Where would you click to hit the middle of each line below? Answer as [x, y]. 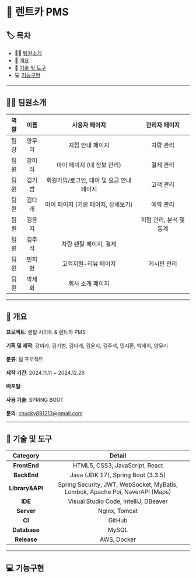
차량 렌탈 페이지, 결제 [89, 244]
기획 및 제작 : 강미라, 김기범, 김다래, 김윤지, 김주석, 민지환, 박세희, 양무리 [87, 346]
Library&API [26, 488]
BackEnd [26, 475]
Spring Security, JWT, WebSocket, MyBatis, [118, 485]
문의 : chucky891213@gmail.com [44, 413]
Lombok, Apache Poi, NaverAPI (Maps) [118, 492]
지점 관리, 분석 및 [163, 220]
